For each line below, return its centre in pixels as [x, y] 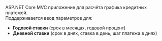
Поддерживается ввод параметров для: [49, 18]
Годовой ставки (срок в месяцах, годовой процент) [69, 28]
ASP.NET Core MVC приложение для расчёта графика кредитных [76, 7]
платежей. [17, 13]
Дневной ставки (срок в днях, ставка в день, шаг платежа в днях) [85, 33]
